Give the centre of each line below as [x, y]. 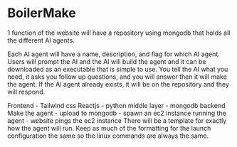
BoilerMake [42, 13]
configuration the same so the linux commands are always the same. [108, 136]
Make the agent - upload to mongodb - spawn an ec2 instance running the [117, 113]
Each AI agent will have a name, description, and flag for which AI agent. [114, 54]
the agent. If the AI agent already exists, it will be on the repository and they [118, 84]
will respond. [26, 92]
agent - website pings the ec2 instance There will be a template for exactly [117, 120]
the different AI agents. [41, 40]
